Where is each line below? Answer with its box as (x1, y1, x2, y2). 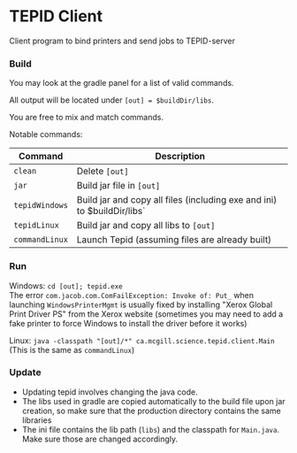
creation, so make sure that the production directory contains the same (21, 405, 281, 416)
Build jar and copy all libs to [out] (76, 219, 216, 232)
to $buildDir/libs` (76, 205, 146, 218)
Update (9, 366, 42, 379)
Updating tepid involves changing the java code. (21, 387, 198, 397)
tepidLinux (13, 220, 59, 231)
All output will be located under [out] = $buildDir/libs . (9, 95, 215, 105)
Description (154, 150, 206, 163)
